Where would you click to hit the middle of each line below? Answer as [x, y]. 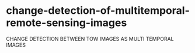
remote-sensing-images [67, 23]
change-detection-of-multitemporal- [98, 11]
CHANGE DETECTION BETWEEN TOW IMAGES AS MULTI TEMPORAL [90, 39]
